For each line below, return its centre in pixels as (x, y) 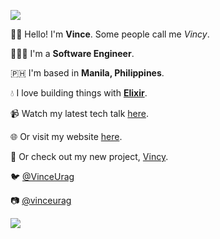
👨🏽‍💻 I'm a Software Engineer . (72, 53)
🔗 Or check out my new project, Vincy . (89, 156)
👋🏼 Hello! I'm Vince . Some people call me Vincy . (110, 34)
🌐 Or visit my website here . (66, 136)
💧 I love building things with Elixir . (79, 93)
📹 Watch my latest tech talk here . (79, 113)
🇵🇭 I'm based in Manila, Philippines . (87, 73)
